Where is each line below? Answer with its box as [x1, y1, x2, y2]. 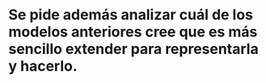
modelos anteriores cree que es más [8, 23, 258, 41]
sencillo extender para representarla [8, 40, 259, 58]
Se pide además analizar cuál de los [8, 6, 253, 24]
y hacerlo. [8, 57, 78, 76]
